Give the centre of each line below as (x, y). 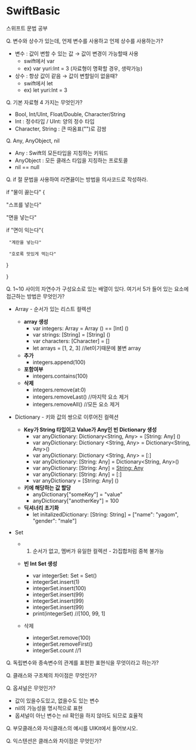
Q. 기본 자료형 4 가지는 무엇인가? (44, 102)
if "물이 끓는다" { (26, 192)
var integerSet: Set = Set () (65, 575)
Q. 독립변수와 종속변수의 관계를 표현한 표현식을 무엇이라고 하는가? (83, 662)
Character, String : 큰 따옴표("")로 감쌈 (60, 129)
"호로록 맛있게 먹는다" (32, 254)
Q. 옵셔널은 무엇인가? (31, 688)
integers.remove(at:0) (59, 390)
